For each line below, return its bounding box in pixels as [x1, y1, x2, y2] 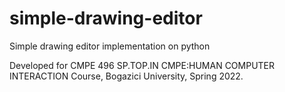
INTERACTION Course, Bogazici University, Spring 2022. [9, 70, 244, 82]
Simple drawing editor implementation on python [9, 40, 211, 52]
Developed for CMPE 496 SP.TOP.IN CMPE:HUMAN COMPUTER [9, 59, 276, 71]
